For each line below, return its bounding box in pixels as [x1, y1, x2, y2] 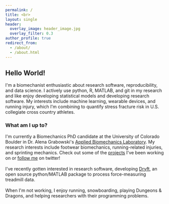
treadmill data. [5, 176, 36, 183]
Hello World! [5, 69, 46, 77]
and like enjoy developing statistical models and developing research [5, 93, 150, 99]
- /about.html [10, 50, 40, 55]
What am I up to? [5, 122, 48, 129]
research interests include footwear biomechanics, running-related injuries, [5, 144, 163, 150]
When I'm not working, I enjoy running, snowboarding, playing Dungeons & [5, 187, 162, 193]
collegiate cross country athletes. [5, 109, 75, 115]
